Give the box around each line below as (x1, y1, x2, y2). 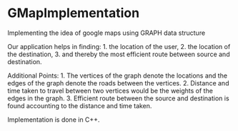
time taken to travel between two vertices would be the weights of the (7, 86, 213, 95)
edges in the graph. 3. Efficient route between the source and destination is (7, 94, 230, 103)
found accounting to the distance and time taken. (7, 101, 152, 110)
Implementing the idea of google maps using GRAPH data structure (7, 28, 206, 37)
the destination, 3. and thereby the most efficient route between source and (7, 50, 230, 58)
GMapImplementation (7, 5, 140, 21)
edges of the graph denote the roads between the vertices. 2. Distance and (7, 78, 229, 87)
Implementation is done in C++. (7, 115, 100, 124)
